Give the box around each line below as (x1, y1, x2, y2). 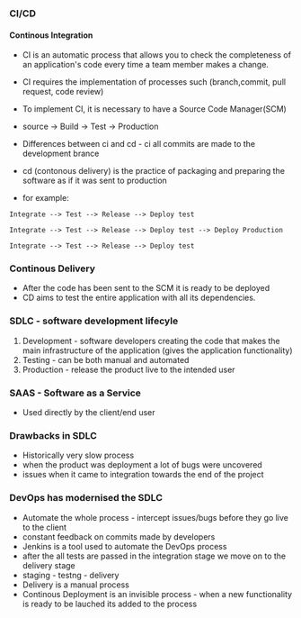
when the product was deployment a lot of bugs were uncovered (22, 459, 262, 470)
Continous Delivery (9, 262, 96, 275)
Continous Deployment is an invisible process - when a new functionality (22, 588, 293, 599)
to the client (22, 522, 67, 532)
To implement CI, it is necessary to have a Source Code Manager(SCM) (22, 104, 288, 114)
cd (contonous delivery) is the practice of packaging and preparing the (22, 166, 286, 177)
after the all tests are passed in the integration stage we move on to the (22, 550, 286, 561)
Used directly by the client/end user (22, 407, 155, 418)
